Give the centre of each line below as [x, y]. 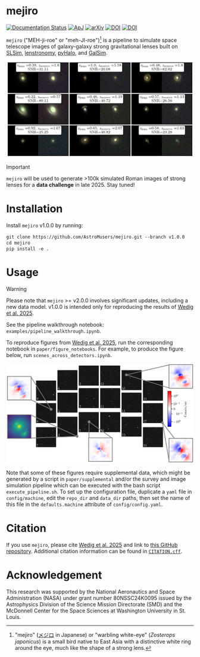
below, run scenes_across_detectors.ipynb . [59, 355]
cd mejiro [18, 243]
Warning [16, 289]
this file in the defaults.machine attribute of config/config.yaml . [85, 505]
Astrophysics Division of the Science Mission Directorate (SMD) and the [94, 604]
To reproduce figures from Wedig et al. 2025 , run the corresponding [90, 342]
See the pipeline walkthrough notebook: [55, 324]
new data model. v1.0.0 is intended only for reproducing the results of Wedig [100, 306]
